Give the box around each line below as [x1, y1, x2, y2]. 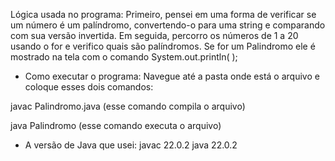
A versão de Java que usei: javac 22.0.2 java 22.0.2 [24, 139, 238, 151]
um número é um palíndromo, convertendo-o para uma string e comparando [10, 19, 326, 31]
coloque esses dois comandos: [24, 81, 154, 93]
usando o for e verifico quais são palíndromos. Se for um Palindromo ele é [10, 40, 316, 52]
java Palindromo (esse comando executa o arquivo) [10, 120, 222, 131]
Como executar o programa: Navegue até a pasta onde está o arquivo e [24, 70, 320, 82]
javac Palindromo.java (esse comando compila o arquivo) [10, 100, 246, 112]
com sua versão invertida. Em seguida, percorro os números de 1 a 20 [10, 30, 299, 41]
